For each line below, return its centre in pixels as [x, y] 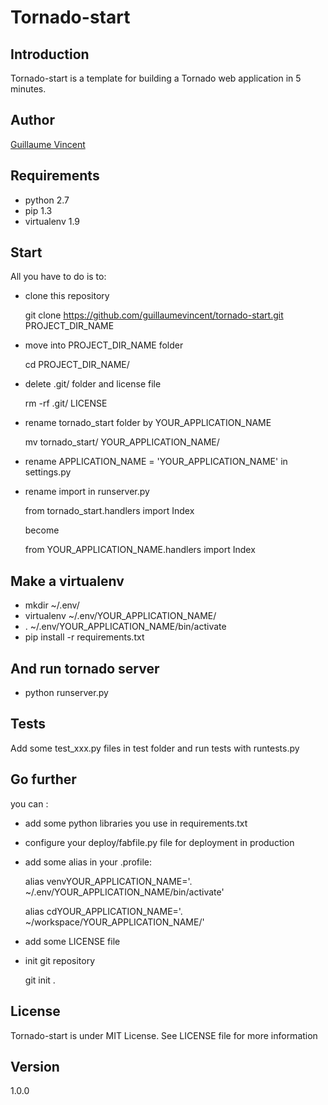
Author [32, 120]
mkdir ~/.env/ [52, 605]
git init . [40, 980]
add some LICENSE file [72, 941]
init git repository [60, 960]
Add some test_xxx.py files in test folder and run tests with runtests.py [155, 748]
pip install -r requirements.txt [84, 637]
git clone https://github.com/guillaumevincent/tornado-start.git [154, 315]
